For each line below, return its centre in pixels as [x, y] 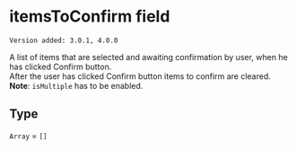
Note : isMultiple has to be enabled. [76, 85]
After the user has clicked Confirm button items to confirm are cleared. [140, 76]
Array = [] [28, 136]
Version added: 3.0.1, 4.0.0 [64, 40]
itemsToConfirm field [90, 17]
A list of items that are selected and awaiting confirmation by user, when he [149, 57]
